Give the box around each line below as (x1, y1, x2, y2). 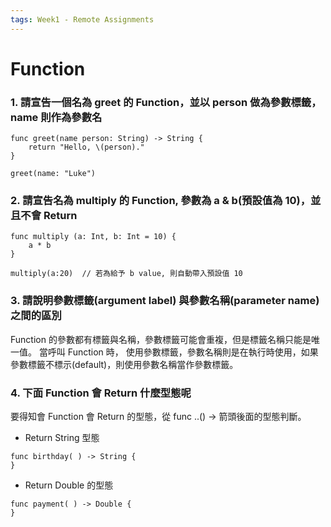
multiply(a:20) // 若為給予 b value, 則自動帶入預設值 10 (10, 269, 243, 279)
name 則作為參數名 (10, 110, 103, 124)
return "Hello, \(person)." (28, 142, 145, 153)
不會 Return (20, 209, 78, 223)
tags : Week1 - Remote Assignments (10, 14, 155, 25)
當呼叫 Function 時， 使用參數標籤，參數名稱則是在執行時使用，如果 (38, 346, 319, 358)
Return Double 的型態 (24, 479, 114, 491)
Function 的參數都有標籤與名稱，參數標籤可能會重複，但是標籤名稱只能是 (10, 333, 312, 345)
